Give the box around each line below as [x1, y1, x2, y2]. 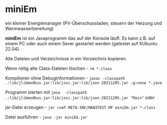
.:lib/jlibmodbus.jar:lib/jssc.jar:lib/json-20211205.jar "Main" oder [5, 94, 155, 100]
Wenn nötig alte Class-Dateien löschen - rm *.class [5, 65, 112, 71]
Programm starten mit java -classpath [5, 89, 87, 95]
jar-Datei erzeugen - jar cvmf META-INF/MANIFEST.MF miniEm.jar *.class [5, 104, 156, 110]
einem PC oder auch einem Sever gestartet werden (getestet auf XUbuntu [5, 40, 157, 46]
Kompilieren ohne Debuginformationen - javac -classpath [5, 75, 125, 81]
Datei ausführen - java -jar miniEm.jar [5, 114, 87, 120]
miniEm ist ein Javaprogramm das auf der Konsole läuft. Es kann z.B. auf [5, 35, 155, 41]
